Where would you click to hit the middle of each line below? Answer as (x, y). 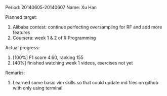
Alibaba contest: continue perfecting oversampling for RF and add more (87, 27)
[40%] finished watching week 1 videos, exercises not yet (73, 63)
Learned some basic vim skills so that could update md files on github (85, 83)
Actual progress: (23, 47)
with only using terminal (37, 88)
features (21, 32)
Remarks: (15, 73)
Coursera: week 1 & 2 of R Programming (54, 38)
